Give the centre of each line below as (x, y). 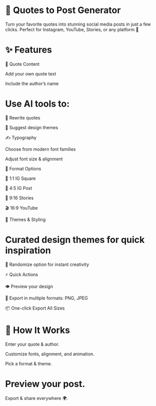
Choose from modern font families (40, 149)
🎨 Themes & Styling (25, 219)
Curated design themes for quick (75, 240)
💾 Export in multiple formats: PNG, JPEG (47, 298)
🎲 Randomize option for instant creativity (47, 264)
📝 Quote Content (22, 64)
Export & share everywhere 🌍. (37, 398)
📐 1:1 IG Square (20, 178)
